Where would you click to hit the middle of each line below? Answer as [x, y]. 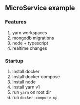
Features [16, 22]
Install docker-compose [36, 76]
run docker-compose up [35, 97]
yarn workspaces [30, 32]
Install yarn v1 [26, 87]
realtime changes [30, 48]
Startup [14, 61]
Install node [24, 82]
